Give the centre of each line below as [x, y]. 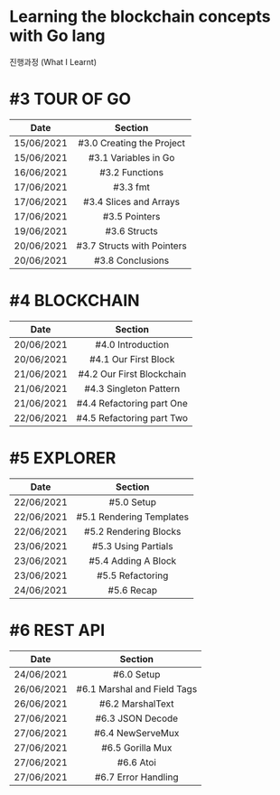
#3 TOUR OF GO [70, 99]
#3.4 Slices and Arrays [131, 201]
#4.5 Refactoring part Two [132, 417]
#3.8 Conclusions [131, 260]
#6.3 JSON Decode [137, 718]
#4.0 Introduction [132, 344]
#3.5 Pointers [131, 216]
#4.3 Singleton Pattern [132, 388]
